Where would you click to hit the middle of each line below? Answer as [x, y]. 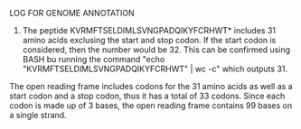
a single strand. [38, 115]
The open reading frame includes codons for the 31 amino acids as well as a [151, 86]
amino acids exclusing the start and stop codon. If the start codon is [149, 40]
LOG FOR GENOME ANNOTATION [72, 13]
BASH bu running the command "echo [94, 59]
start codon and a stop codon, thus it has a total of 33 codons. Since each [147, 96]
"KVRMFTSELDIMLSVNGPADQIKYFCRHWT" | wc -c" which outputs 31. [155, 69]
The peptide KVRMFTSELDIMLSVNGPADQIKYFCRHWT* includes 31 [149, 30]
